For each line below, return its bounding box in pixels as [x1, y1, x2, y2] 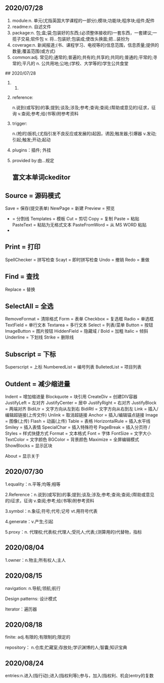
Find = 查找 [5, 272, 39, 281]
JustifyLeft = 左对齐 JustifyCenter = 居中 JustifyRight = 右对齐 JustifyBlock [5, 400, 157, 406]
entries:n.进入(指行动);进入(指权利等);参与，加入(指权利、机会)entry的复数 [5, 673, 154, 679]
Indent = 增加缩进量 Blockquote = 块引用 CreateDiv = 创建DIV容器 [5, 394, 138, 400]
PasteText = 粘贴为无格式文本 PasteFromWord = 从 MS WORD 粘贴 [12, 222, 147, 228]
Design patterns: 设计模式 [5, 595, 57, 602]
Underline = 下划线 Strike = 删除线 [5, 334, 74, 340]
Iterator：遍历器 [5, 606, 37, 612]
